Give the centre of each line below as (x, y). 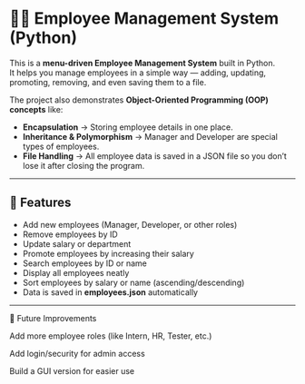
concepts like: (36, 109)
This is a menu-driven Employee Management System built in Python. (142, 63)
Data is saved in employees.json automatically (110, 292)
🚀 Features (40, 203)
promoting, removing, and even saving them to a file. (108, 82)
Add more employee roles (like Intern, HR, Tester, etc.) (111, 336)
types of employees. (61, 146)
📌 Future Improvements (53, 318)
